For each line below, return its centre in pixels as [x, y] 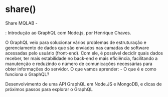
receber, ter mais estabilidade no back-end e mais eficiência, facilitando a [81, 58]
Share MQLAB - [21, 23]
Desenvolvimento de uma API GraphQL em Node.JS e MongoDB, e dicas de [83, 84]
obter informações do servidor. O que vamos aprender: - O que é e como [81, 69]
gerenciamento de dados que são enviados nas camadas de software [77, 47]
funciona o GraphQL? [27, 74]
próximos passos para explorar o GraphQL [49, 89]
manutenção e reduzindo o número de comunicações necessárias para [79, 63]
